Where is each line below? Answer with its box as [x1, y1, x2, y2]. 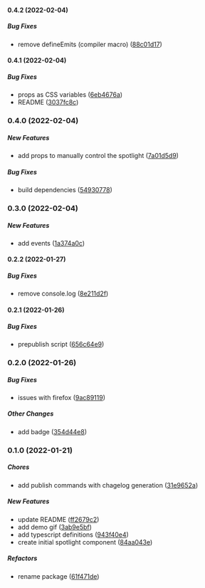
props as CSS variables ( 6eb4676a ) [17, 90, 123, 99]
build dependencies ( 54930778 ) [17, 185, 112, 194]
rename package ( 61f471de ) [17, 572, 100, 580]
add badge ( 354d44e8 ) [17, 427, 88, 436]
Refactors [7, 554, 38, 562]
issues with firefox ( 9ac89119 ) [17, 393, 105, 401]
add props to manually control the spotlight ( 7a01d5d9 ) [17, 152, 179, 160]
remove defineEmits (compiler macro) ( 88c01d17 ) [17, 40, 162, 48]
